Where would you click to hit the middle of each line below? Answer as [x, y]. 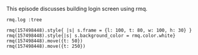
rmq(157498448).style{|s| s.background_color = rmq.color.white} [91, 36]
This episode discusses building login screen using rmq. [77, 9]
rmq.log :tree [24, 20]
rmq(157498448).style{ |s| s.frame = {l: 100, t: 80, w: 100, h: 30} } [99, 30]
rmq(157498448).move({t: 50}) [45, 41]
